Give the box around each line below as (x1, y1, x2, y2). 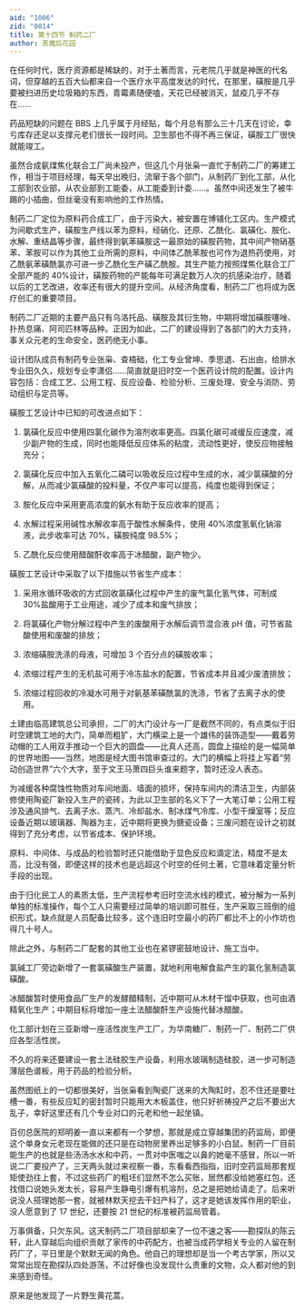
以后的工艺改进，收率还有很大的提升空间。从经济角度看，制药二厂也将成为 (9, 281, 288, 292)
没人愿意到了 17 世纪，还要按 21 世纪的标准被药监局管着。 (9, 1206, 225, 1217)
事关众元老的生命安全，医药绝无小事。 (9, 335, 152, 346)
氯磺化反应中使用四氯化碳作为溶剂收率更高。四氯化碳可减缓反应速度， (22, 427, 286, 438)
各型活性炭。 (16, 1035, 65, 1046)
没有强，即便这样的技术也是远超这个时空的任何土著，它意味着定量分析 (33, 859, 296, 870)
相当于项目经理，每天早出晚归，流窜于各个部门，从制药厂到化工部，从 (25, 172, 288, 182)
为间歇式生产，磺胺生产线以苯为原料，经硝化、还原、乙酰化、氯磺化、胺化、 (9, 224, 296, 236)
